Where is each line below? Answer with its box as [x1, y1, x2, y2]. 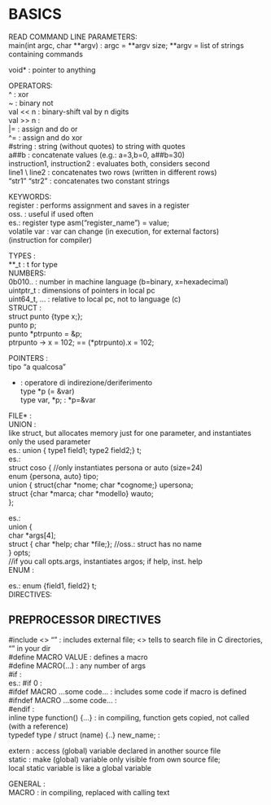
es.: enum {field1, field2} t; [8, 580, 97, 591]
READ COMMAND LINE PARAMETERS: [8, 32, 138, 42]
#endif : [8, 704, 35, 714]
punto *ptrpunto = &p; [8, 328, 83, 338]
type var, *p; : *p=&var [20, 394, 96, 404]
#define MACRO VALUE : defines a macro [8, 652, 148, 662]
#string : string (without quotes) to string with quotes [8, 141, 186, 151]
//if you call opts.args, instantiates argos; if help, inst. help [8, 556, 203, 566]
